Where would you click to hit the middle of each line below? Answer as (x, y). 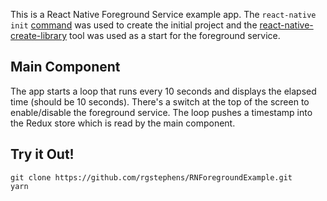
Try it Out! (42, 154)
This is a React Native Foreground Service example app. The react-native (163, 14)
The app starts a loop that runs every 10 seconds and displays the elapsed (163, 91)
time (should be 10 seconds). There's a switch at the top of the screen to (160, 101)
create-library (39, 35)
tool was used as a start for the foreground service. (175, 35)
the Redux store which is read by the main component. (123, 123)
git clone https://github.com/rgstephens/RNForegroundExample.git (151, 177)
